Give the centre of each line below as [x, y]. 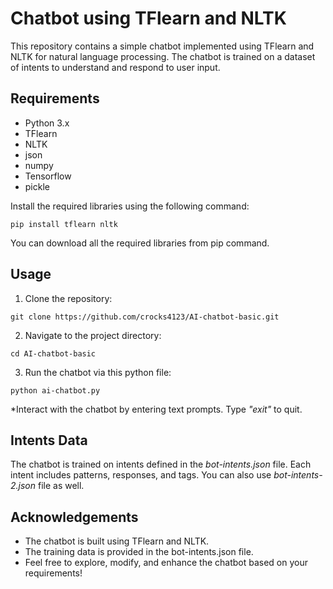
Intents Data [49, 440]
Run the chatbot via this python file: [98, 372]
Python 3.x [47, 123]
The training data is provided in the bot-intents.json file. [139, 552]
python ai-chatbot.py [55, 390]
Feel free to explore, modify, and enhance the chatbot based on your [166, 563]
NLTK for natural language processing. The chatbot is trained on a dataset [163, 56]
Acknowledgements [74, 517]
